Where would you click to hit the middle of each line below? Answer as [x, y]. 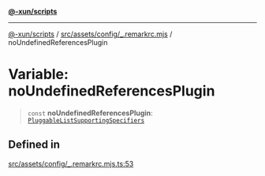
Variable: [39, 75]
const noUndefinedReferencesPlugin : [90, 113]
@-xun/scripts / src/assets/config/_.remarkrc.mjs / [90, 34]
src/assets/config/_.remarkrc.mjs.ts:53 [71, 163]
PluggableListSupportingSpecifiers [86, 120]
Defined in [34, 145]
